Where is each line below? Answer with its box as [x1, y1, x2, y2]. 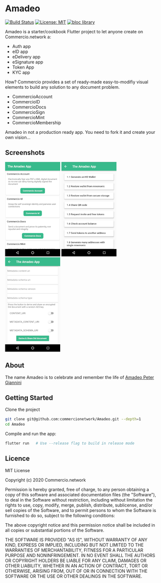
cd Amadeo [5, 422, 25, 427]
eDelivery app [12, 53, 41, 59]
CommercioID [12, 99, 40, 104]
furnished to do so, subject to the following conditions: [5, 512, 115, 518]
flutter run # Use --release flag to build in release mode [5, 441, 135, 446]
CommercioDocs [12, 104, 46, 110]
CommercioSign [12, 109, 45, 115]
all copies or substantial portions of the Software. [5, 527, 104, 533]
